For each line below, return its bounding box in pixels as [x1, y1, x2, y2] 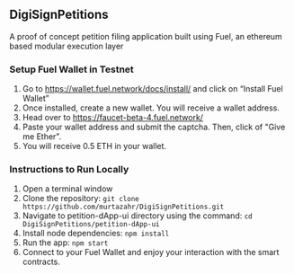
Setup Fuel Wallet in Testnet [9, 63, 135, 75]
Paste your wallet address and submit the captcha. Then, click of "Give [22, 121, 286, 133]
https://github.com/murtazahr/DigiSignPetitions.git [22, 202, 225, 212]
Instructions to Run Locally [9, 164, 129, 176]
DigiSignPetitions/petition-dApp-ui [22, 220, 160, 229]
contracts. [22, 256, 61, 268]
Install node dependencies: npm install [22, 228, 170, 239]
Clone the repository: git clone [22, 193, 139, 204]
